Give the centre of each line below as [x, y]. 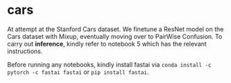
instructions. [25, 51]
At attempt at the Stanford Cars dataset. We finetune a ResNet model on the [115, 29]
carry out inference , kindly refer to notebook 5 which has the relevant [107, 44]
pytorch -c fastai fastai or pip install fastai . [78, 72]
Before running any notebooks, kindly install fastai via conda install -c [109, 64]
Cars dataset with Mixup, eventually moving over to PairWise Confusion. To [115, 36]
